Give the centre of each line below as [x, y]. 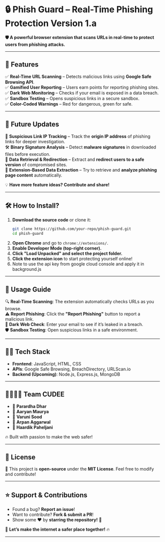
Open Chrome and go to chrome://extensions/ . [60, 243]
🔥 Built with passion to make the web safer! [49, 436]
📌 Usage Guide [28, 289]
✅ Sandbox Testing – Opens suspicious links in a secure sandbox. [72, 98]
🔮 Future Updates [32, 125]
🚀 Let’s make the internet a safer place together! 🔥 [57, 529]
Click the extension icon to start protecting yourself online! [72, 259]
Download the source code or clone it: [52, 220]
